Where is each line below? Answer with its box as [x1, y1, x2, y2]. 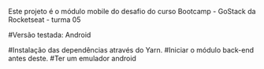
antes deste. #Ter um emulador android [8, 54, 136, 63]
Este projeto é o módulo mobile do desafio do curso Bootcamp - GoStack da [8, 7, 256, 16]
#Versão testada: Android [8, 31, 91, 39]
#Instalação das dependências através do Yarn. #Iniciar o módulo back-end [8, 45, 255, 54]
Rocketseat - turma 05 [8, 15, 81, 24]
